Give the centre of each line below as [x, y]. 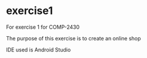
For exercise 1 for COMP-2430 [43, 27]
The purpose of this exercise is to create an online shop [73, 38]
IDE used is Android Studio [39, 50]
